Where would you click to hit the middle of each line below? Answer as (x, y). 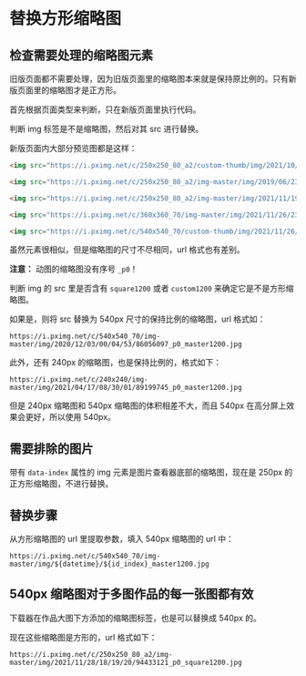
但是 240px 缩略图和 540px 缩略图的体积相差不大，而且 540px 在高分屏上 (148, 405)
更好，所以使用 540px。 (71, 417)
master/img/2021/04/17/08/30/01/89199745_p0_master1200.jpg (126, 388)
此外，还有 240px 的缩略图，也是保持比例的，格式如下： (115, 363)
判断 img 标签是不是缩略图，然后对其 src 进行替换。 (107, 129)
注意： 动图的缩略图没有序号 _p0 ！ (74, 269)
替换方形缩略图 (66, 19)
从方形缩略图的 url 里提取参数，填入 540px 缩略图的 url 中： (122, 539)
